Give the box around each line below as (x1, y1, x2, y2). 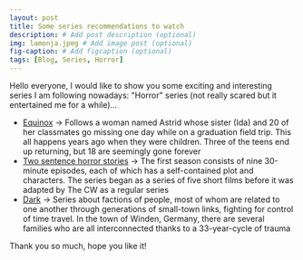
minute (22, 165, 49, 176)
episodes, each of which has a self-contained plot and (50, 165, 254, 176)
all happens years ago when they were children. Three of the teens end (22, 137, 290, 147)
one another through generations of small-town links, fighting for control (22, 204, 294, 214)
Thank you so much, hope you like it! (9, 241, 147, 251)
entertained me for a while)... (9, 100, 118, 110)
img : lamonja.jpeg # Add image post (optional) (9, 38, 193, 48)
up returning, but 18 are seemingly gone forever (22, 146, 201, 157)
